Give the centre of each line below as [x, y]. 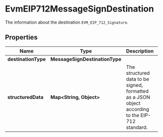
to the [133, 115]
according [138, 109]
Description [140, 51]
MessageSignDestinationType [86, 59]
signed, [134, 85]
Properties [21, 37]
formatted [137, 91]
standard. [137, 127]
